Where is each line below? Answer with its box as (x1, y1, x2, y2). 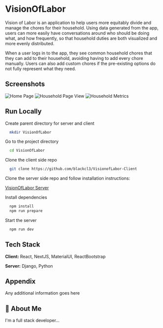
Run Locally (5, 107, 42, 116)
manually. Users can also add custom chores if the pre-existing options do (5, 60, 156, 66)
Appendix (5, 277, 36, 286)
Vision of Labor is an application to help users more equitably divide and (5, 20, 151, 26)
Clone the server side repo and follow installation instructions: (5, 175, 131, 181)
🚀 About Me (5, 304, 42, 313)
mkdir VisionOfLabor (9, 130, 52, 135)
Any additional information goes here (5, 290, 80, 296)
